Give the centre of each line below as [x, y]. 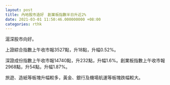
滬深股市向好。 [21, 39]
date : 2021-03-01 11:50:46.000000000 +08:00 [53, 19]
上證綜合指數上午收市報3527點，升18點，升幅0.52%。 [62, 50]
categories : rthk [24, 24]
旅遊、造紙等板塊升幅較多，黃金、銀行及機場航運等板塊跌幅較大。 [74, 78]
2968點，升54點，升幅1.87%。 [38, 67]
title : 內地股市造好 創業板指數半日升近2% [46, 15]
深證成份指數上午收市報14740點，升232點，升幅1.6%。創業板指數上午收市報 [85, 61]
